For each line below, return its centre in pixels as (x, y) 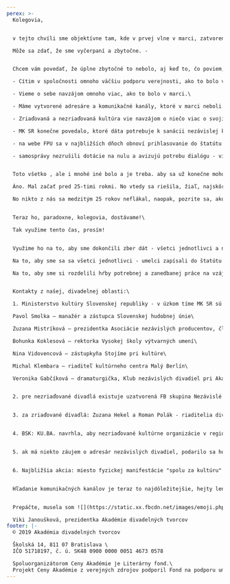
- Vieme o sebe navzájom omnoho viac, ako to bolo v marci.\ (102, 94)
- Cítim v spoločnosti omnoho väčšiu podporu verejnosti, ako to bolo (116, 82)
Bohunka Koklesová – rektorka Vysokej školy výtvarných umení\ (105, 341)
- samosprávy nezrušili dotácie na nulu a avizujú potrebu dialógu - (114, 156)
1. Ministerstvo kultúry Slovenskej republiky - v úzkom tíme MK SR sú (117, 304)
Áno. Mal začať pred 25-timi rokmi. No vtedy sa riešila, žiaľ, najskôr (119, 187)
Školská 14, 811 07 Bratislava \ (60, 545)
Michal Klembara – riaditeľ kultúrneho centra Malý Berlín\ (100, 366)
